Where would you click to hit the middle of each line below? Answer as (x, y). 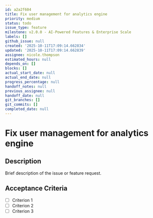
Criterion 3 (23, 211)
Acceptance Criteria (36, 189)
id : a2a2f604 (18, 9)
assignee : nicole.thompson (32, 55)
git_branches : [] (23, 100)
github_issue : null (25, 41)
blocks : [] (16, 69)
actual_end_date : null (28, 77)
